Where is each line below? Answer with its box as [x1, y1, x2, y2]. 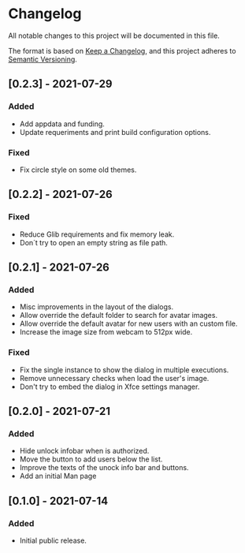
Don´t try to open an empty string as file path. [19, 237, 168, 247]
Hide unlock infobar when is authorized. [19, 447, 150, 456]
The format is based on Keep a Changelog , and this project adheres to [8, 46, 236, 55]
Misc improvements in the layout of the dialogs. [19, 302, 174, 312]
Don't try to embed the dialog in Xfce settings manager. [19, 382, 200, 391]
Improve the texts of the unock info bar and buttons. [19, 463, 189, 473]
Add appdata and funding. [19, 119, 105, 129]
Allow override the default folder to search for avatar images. [19, 311, 218, 320]
